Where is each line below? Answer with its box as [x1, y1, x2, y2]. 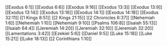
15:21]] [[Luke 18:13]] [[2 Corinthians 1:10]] [5, 36, 92, 42]
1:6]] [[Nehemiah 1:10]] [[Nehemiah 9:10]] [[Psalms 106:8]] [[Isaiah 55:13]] [5, 20, 157, 26]
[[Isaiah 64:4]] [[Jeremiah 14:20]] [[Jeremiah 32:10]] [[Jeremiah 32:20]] [5, 25, 154, 31]
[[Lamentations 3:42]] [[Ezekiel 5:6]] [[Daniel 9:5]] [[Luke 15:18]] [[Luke [5, 31, 152, 36]
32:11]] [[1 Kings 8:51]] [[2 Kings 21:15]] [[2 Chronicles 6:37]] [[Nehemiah [5, 15, 155, 20]
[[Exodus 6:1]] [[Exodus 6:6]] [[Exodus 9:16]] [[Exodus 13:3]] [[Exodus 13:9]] [5, 4, 162, 10]
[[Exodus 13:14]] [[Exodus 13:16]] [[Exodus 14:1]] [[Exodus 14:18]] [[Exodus [5, 9, 159, 15]
